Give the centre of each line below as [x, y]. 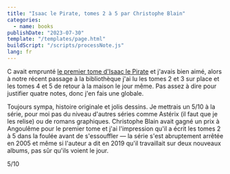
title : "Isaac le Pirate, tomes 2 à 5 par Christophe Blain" [96, 13]
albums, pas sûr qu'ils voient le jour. [58, 150]
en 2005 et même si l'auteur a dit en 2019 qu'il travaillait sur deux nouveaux [114, 143]
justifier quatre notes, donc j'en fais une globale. [76, 93]
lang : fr [20, 52]
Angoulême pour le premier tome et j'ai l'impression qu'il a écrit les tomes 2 [114, 129]
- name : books [33, 26]
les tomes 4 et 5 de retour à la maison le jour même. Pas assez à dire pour [112, 86]
